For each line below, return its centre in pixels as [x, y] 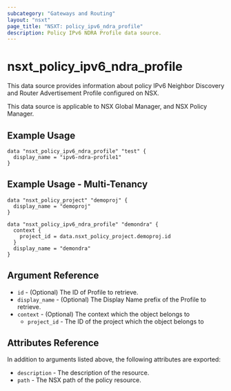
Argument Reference [53, 276]
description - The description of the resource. [83, 373]
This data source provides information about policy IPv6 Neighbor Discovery [116, 86]
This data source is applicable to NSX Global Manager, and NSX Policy [107, 107]
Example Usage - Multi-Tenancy [78, 184]
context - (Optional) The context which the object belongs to [103, 314]
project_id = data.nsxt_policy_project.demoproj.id [95, 236]
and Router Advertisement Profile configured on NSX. [83, 93]
